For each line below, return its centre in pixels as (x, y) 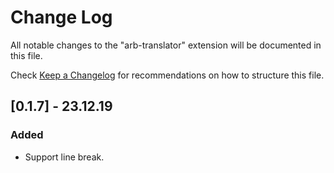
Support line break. (64, 157)
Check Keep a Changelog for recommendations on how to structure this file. (167, 75)
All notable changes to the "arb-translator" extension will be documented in (166, 45)
